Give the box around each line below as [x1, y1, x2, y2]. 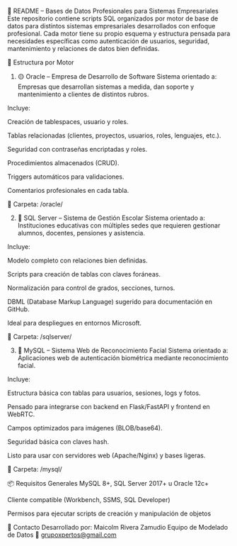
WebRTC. [7, 410, 35, 418]
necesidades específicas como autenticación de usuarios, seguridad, [7, 37, 210, 45]
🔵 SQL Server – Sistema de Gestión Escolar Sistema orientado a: [17, 213, 205, 222]
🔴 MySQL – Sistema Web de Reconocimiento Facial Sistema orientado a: [17, 346, 229, 355]
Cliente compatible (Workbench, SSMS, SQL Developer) [7, 496, 171, 503]
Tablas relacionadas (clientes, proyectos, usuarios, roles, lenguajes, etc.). [7, 131, 221, 140]
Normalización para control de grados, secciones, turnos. [7, 284, 175, 292]
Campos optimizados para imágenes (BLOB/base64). [7, 424, 163, 432]
